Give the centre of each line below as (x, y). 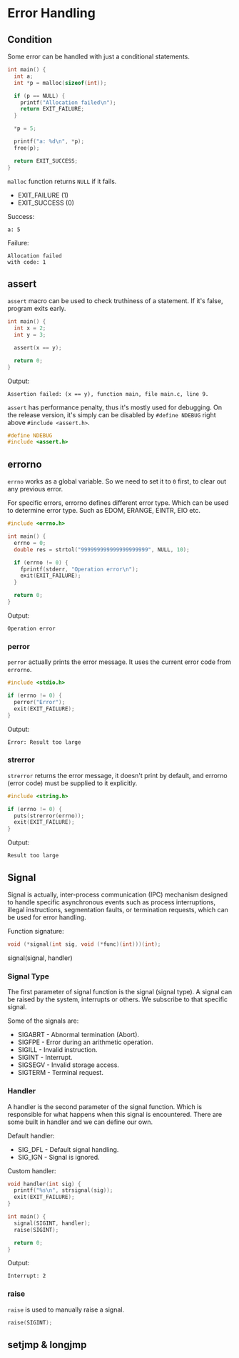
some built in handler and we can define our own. (80, 1122)
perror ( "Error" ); (40, 702)
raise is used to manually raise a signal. (66, 1309)
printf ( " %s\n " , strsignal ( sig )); (63, 1190)
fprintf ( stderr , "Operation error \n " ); (80, 569)
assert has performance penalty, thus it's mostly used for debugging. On (115, 407)
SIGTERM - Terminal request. (60, 1073)
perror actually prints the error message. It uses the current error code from (119, 662)
